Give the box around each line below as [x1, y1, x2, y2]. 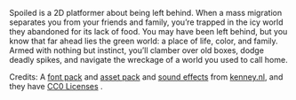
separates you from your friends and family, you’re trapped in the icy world [9, 17, 284, 27]
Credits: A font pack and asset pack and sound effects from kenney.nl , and [9, 72, 284, 82]
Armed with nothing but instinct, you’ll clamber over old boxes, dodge [9, 45, 265, 56]
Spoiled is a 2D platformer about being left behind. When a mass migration [9, 8, 283, 18]
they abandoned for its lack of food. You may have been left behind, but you [9, 27, 288, 36]
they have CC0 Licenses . [9, 81, 104, 91]
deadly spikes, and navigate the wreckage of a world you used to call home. [9, 55, 288, 65]
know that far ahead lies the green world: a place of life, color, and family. [9, 35, 278, 46]
